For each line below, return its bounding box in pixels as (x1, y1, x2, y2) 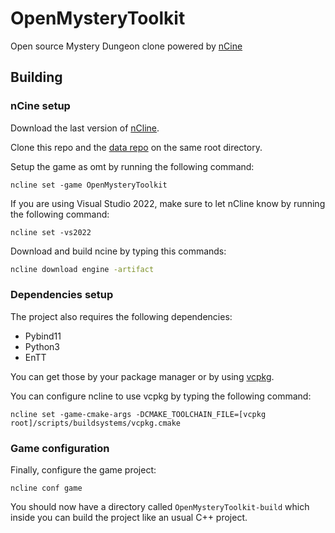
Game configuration (10, 441, 110, 455)
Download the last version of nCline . (10, 122, 160, 134)
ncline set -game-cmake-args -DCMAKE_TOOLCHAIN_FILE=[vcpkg (10, 409, 267, 419)
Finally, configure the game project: (10, 464, 157, 476)
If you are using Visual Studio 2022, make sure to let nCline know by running (10, 197, 326, 209)
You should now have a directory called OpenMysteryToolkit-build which (10, 501, 310, 513)
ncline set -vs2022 (10, 227, 92, 237)
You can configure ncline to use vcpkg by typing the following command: (10, 390, 312, 402)
